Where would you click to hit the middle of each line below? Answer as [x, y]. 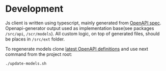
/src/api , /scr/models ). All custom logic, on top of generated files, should [82, 33]
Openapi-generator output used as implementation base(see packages [80, 28]
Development [34, 9]
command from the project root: [39, 54]
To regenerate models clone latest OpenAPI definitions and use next [77, 49]
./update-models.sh [26, 63]
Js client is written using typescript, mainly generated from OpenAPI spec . [83, 23]
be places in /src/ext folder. [35, 39]
